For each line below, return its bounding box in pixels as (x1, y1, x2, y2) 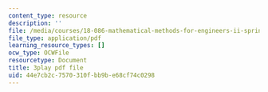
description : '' (8, 19, 62, 27)
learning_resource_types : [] (8, 42, 105, 50)
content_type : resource (8, 11, 88, 20)
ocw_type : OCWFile (8, 49, 69, 57)
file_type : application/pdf (8, 34, 102, 42)
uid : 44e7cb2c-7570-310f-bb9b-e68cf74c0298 (8, 71, 156, 79)
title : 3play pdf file (8, 64, 84, 72)
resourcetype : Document (8, 57, 88, 65)
